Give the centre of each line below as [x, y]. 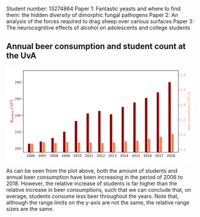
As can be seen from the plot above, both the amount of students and [92, 170]
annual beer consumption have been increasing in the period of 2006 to [95, 177]
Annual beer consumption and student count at [96, 46]
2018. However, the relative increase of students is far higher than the [92, 183]
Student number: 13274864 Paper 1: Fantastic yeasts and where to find [93, 9]
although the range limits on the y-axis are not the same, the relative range [98, 202]
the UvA [21, 56]
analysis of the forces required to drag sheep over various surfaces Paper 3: [100, 21]
